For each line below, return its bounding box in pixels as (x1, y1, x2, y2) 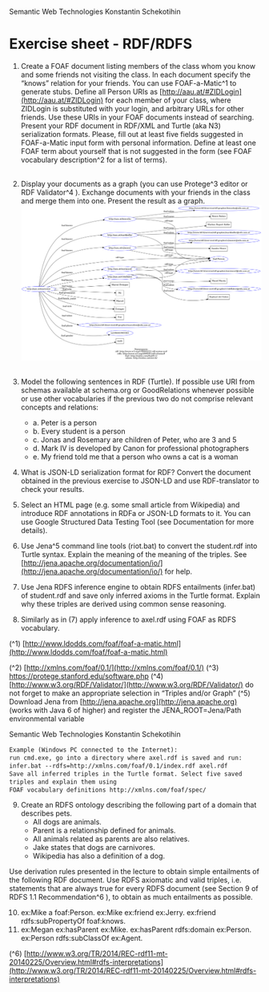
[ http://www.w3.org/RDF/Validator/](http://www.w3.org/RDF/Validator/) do (9, 679, 255, 689)
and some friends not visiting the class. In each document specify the (20, 70, 251, 79)
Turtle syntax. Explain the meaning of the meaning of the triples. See (20, 549, 247, 559)
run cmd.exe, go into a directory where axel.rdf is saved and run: (9, 753, 243, 762)
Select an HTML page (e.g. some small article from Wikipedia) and (20, 500, 240, 510)
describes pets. (20, 809, 73, 818)
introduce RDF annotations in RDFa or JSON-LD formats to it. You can (20, 508, 251, 518)
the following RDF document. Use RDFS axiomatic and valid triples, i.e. (9, 875, 243, 885)
